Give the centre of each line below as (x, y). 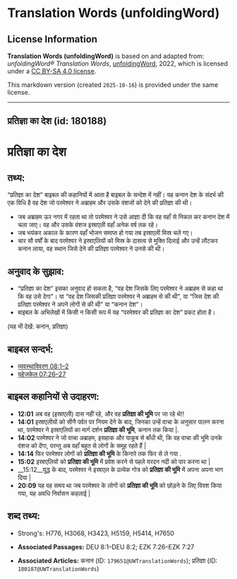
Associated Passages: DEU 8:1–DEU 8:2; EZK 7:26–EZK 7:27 (106, 546)
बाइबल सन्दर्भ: (31, 349)
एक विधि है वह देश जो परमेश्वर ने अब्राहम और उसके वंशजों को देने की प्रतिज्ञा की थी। (100, 203)
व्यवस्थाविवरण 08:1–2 (43, 366)
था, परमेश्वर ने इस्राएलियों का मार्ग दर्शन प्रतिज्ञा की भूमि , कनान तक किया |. (98, 430)
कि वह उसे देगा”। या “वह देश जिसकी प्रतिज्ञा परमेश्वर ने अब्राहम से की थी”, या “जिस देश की (118, 297)
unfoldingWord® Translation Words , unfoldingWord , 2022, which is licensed (117, 64)
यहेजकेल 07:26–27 (42, 374)
